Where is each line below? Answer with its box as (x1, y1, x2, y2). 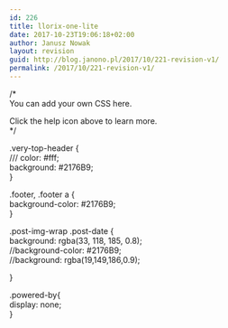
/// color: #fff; (9, 152, 60, 163)
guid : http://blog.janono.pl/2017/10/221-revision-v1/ (9, 55, 220, 64)
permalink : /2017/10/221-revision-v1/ (9, 64, 155, 73)
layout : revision (9, 47, 75, 56)
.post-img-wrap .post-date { (9, 225, 114, 236)
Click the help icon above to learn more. (9, 115, 158, 127)
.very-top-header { (9, 142, 79, 154)
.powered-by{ (9, 289, 61, 300)
